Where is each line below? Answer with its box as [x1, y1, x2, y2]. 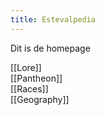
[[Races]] [10, 82, 49, 95]
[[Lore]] [10, 61, 42, 73]
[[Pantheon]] [10, 72, 63, 84]
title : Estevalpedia [10, 14, 97, 25]
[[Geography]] [10, 93, 70, 105]
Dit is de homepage [10, 42, 91, 54]
